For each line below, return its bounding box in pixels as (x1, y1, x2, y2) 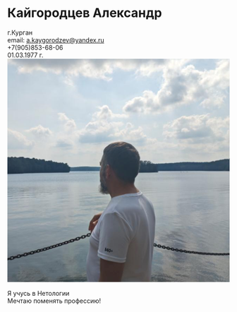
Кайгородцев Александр (7, 5, 162, 21)
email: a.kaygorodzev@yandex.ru (7, 35, 104, 44)
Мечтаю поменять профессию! (7, 296, 102, 305)
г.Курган (7, 28, 33, 37)
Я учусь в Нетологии (7, 289, 70, 297)
